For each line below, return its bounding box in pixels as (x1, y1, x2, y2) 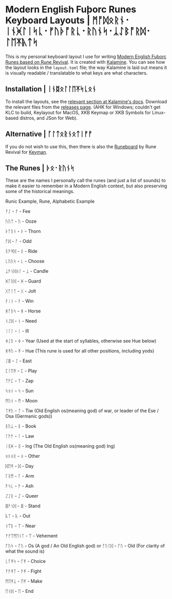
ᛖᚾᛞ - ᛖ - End (5, 588, 34, 594)
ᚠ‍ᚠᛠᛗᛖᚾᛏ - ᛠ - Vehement (5, 533, 58, 539)
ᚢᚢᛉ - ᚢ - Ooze (5, 218, 37, 224)
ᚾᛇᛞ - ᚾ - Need (5, 318, 37, 324)
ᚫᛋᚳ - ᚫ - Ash (5, 483, 34, 489)
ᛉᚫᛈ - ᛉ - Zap (5, 378, 34, 384)
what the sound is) (5, 548, 45, 554)
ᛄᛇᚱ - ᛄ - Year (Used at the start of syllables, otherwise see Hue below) (5, 338, 157, 344)
